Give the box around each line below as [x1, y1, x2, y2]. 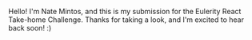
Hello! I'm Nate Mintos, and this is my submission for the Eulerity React [8, 7, 242, 16]
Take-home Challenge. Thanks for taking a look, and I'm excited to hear [8, 15, 244, 24]
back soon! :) [8, 24, 52, 32]
